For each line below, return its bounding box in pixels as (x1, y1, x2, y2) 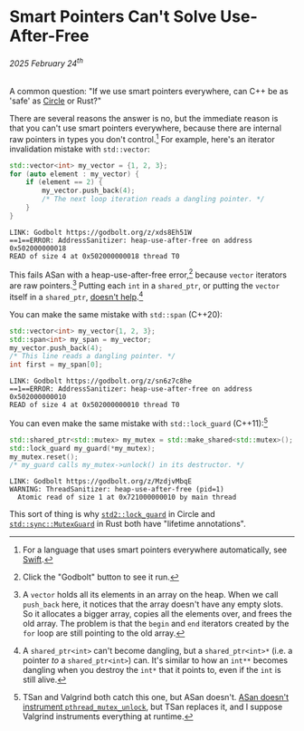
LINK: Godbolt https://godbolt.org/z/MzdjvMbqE (9, 477, 193, 486)
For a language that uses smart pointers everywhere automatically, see (22, 544, 288, 555)
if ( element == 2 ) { (25, 178, 103, 187)
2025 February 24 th (9, 56, 84, 69)
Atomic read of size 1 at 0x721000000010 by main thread (17, 492, 237, 502)
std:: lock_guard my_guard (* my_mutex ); (9, 443, 156, 453)
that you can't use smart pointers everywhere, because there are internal (9, 122, 282, 133)
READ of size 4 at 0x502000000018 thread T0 (9, 251, 180, 260)
